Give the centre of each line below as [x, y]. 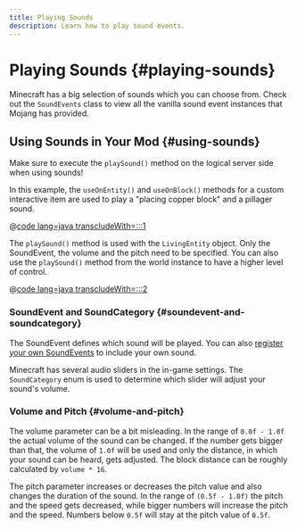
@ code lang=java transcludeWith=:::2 [78, 289]
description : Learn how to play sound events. [97, 26]
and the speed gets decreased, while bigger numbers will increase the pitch [148, 505]
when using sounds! [46, 173]
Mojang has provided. [49, 113]
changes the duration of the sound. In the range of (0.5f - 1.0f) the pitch [146, 495]
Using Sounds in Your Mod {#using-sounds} [135, 141]
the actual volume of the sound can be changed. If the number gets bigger [146, 440]
